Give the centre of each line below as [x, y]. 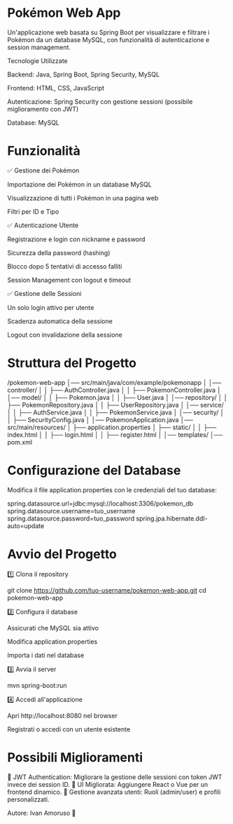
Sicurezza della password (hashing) [59, 252]
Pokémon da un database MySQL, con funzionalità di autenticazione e [108, 39]
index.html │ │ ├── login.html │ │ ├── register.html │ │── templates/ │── [115, 434]
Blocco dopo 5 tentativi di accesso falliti [65, 266]
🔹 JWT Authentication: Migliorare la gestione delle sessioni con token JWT [115, 777]
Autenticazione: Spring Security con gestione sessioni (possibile [100, 101]
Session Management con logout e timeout [69, 280]
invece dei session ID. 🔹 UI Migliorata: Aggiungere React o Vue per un [108, 784]
